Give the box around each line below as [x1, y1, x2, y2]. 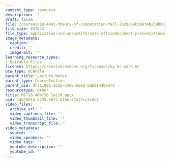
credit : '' [10, 45, 33, 50]
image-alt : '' [10, 50, 40, 55]
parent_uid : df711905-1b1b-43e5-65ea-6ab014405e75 [5, 83, 115, 88]
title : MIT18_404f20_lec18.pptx [5, 92, 74, 98]
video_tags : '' [10, 140, 42, 145]
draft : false [5, 17, 33, 22]
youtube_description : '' [10, 144, 63, 150]
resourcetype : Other [5, 87, 49, 93]
